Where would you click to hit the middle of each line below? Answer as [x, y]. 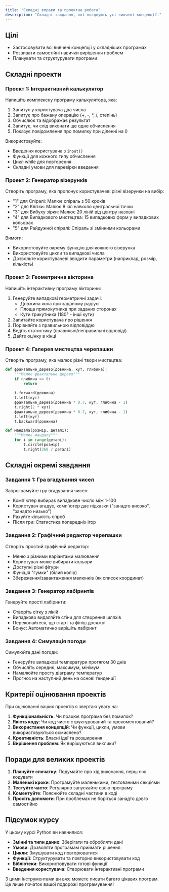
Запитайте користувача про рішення [52, 320]
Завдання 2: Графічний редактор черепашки [64, 535]
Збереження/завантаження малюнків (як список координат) [78, 578]
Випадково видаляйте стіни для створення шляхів [67, 617]
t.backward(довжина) [36, 421]
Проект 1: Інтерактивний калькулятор [54, 88]
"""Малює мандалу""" [36, 435]
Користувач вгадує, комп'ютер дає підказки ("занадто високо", [81, 506]
